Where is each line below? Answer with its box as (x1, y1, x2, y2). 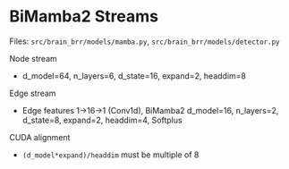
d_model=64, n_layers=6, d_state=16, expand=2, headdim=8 (21, 70, 246, 81)
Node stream (9, 53, 58, 63)
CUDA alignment (9, 131, 71, 142)
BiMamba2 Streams (9, 6, 159, 27)
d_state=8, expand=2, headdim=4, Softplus (21, 114, 183, 125)
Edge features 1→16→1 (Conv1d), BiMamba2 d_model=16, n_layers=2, (21, 105, 279, 115)
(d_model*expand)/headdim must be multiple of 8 (21, 149, 200, 160)
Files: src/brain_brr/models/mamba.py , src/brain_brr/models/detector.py (9, 36, 280, 46)
